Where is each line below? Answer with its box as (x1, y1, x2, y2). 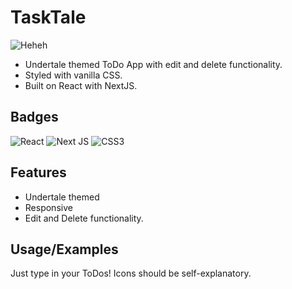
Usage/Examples (10, 241, 119, 258)
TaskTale (10, 6, 87, 29)
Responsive (24, 201, 73, 213)
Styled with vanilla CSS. (24, 69, 123, 81)
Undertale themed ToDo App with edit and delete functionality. (24, 58, 283, 70)
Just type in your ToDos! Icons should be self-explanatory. (10, 267, 252, 280)
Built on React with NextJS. (24, 79, 138, 91)
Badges (10, 109, 59, 126)
